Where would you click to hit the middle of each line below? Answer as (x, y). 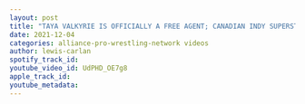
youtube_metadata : (44, 85)
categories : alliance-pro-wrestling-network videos (109, 43)
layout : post (34, 18)
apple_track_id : (40, 77)
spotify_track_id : (44, 60)
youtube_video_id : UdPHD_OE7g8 (69, 69)
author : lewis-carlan (50, 52)
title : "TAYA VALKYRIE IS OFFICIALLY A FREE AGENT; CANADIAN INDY (138, 26)
